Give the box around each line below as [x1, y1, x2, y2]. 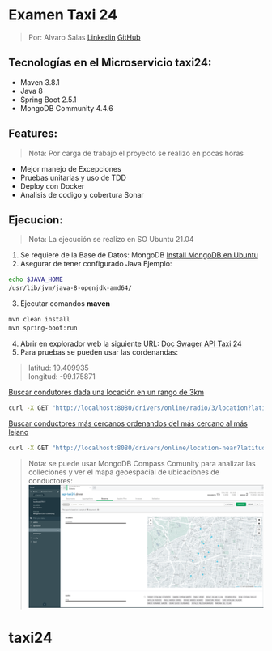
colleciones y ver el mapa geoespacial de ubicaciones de [28, 467, 220, 477]
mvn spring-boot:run [8, 324, 79, 332]
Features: [8, 127, 58, 141]
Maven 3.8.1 [19, 77, 60, 87]
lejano [8, 427, 29, 436]
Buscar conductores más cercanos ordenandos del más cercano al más [8, 419, 249, 428]
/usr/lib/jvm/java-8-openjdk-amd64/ [8, 284, 132, 292]
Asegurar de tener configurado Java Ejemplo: [19, 259, 172, 269]
